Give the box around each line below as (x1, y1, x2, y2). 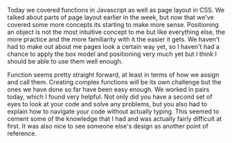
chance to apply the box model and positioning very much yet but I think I (7, 50, 217, 58)
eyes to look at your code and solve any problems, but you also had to (7, 100, 208, 108)
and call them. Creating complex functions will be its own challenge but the (7, 78, 222, 86)
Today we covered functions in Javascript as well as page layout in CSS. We (7, 6, 225, 14)
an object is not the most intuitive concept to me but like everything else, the (7, 28, 226, 36)
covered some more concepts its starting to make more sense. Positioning (7, 21, 220, 28)
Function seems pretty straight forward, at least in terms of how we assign (7, 70, 220, 79)
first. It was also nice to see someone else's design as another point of (7, 122, 209, 130)
